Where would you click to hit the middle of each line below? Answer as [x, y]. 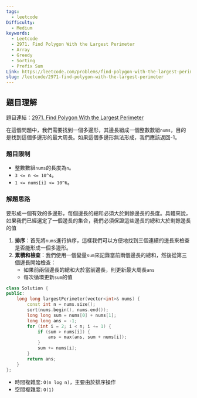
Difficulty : [21, 22]
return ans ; [42, 359]
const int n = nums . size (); [61, 305]
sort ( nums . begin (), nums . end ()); [68, 310]
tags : [13, 11]
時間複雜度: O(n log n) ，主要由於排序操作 [65, 382]
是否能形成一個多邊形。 [43, 248]
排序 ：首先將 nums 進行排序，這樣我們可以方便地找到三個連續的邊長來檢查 [102, 240]
